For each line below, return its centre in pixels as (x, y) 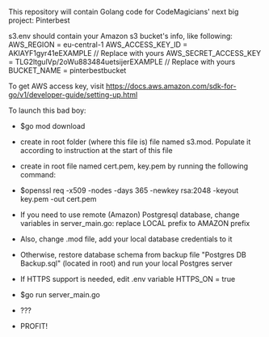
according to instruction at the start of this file (96, 150)
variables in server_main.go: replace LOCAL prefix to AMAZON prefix (135, 223)
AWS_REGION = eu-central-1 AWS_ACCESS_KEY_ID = (98, 45)
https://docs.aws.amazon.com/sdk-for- (171, 86)
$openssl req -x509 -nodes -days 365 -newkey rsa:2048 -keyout (129, 190)
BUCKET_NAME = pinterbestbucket (67, 70)
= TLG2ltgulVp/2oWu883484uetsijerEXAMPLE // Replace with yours (122, 62)
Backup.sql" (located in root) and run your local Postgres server (126, 263)
